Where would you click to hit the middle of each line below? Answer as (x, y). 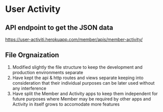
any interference (29, 88)
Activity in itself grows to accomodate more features (66, 104)
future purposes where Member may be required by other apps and (81, 99)
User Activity (33, 9)
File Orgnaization (32, 55)
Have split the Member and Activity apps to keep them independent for (85, 94)
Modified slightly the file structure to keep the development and (77, 67)
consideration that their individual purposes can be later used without (83, 83)
